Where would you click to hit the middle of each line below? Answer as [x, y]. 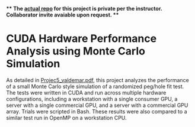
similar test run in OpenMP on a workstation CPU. [66, 118]
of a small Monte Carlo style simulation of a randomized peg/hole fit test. [95, 86]
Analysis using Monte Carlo [76, 51]
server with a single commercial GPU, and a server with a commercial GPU [97, 105]
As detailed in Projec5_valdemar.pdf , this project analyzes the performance [98, 80]
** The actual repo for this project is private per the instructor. [84, 9]
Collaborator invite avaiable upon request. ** [63, 15]
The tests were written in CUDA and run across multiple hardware [86, 92]
